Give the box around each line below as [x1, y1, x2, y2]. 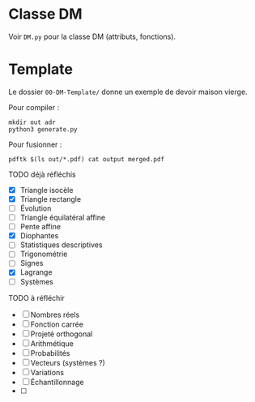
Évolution [19, 203, 52, 213]
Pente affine [19, 222, 62, 232]
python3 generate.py [8, 125, 79, 134]
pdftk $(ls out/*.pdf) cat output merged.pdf [8, 155, 164, 163]
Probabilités [30, 348, 70, 357]
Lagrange [19, 267, 53, 277]
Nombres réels [30, 310, 80, 319]
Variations [30, 367, 65, 377]
